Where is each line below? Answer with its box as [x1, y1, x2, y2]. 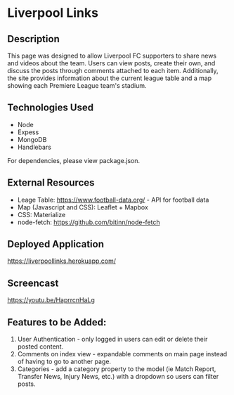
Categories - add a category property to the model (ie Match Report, [17, 365, 216, 373]
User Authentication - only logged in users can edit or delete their [17, 335, 208, 344]
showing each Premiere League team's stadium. [7, 82, 147, 89]
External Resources [7, 177, 95, 189]
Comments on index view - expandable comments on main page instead [17, 350, 228, 358]
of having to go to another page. [17, 357, 111, 366]
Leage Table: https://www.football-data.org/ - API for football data [17, 195, 209, 204]
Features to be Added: [7, 316, 107, 328]
